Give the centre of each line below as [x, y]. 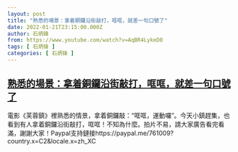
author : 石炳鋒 [28, 34]
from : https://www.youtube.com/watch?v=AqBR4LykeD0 [85, 40]
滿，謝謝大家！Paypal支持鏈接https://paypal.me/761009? [91, 133]
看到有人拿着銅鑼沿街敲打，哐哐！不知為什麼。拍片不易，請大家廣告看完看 [116, 124]
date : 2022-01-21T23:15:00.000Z [55, 27]
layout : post [27, 14]
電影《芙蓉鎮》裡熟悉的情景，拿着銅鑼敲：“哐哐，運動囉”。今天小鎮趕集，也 [119, 115]
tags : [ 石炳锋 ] [31, 47]
